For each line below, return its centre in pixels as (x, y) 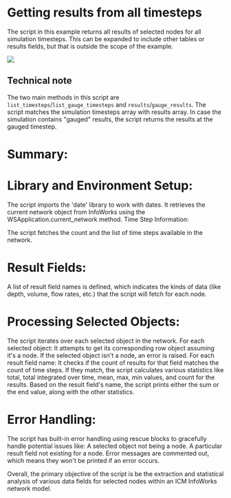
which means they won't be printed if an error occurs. (84, 460)
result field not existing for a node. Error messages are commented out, (108, 453)
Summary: (38, 154)
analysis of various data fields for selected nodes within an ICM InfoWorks (112, 481)
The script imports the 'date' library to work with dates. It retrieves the (106, 205)
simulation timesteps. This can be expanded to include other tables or (106, 38)
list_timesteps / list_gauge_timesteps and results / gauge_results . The (107, 104)
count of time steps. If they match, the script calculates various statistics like (115, 370)
